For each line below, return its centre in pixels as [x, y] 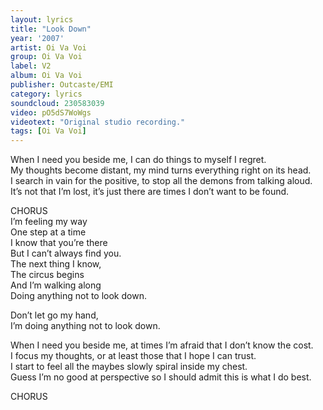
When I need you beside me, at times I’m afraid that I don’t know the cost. [162, 345]
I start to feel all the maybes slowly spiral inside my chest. [129, 367]
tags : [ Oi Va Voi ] [48, 131]
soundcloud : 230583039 [57, 103]
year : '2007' [37, 38]
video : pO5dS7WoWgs [51, 112]
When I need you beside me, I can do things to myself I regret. [138, 160]
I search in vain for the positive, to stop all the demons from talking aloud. [161, 181]
